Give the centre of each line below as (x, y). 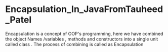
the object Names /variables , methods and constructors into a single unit (82, 39)
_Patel (18, 20)
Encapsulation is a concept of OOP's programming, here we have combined (84, 33)
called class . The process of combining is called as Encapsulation (74, 44)
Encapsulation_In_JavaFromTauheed (84, 9)
